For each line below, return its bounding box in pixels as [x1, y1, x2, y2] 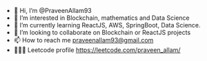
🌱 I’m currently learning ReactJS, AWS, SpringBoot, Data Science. [13, 21, 201, 29]
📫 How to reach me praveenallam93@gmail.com [13, 36, 154, 44]
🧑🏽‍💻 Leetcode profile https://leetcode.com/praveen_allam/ [13, 46, 181, 54]
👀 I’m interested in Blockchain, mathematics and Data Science [13, 14, 190, 22]
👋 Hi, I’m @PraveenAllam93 [13, 7, 92, 14]
